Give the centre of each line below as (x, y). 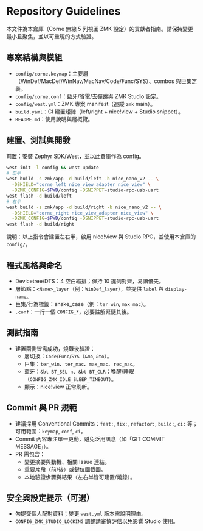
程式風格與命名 (34, 265)
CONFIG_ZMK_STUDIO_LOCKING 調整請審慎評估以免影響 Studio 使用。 (97, 521)
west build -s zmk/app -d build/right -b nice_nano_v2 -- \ (84, 207)
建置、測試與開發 (38, 141)
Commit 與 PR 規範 (42, 408)
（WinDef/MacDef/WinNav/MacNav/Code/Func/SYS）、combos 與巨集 (103, 81)
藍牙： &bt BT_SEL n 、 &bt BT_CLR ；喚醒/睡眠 (79, 371)
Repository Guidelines (64, 11)
